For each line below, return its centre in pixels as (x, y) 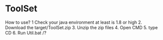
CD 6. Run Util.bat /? (26, 33)
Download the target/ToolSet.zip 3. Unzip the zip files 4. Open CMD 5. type (81, 27)
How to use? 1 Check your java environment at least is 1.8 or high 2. (74, 22)
